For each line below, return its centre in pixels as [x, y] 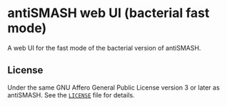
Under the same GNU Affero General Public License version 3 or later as [113, 88]
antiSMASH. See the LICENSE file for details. [71, 95]
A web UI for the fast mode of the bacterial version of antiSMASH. [104, 48]
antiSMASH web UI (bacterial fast [109, 13]
